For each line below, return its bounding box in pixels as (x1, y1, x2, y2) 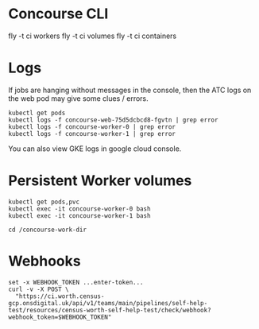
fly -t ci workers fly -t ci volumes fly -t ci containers (8, 31, 177, 41)
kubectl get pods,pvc (8, 198, 80, 206)
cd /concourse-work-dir (8, 226, 87, 234)
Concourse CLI (8, 5, 109, 23)
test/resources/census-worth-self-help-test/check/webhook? (8, 306, 212, 314)
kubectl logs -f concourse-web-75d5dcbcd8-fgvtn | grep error (8, 116, 218, 124)
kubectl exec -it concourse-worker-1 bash (8, 211, 151, 219)
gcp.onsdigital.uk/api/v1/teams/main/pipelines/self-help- (8, 299, 208, 307)
